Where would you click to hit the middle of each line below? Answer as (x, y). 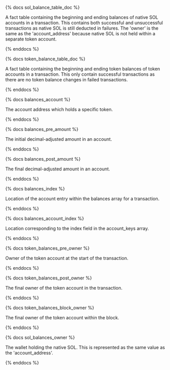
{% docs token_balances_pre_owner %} (48, 248)
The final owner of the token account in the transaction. (64, 288)
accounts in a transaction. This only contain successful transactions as (80, 74)
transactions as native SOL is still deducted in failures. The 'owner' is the (82, 28)
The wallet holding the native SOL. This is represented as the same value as (85, 347)
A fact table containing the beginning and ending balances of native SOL (82, 17)
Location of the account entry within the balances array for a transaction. (82, 199)
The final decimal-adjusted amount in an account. (58, 169)
